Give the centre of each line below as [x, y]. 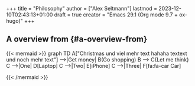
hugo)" [15, 21]
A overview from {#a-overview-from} [77, 39]
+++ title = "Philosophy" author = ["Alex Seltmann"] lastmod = [82, 8]
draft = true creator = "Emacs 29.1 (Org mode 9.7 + [116, 15]
